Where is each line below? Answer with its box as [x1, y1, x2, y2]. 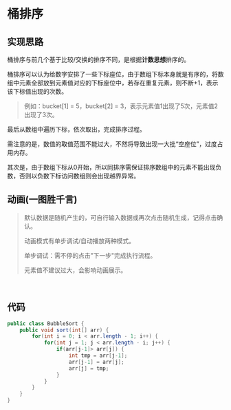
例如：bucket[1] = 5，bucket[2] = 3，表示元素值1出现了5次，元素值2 [23, 102, 219, 110]
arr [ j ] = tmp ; [68, 365, 109, 372]
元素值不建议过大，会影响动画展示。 [23, 266, 127, 274]
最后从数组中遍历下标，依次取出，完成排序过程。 [7, 125, 146, 133]
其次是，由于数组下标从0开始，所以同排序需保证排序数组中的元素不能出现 [7, 163, 216, 171]
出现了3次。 [23, 111, 58, 119]
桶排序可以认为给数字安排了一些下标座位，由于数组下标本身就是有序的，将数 [7, 70, 224, 78]
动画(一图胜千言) [7, 194, 78, 205]
